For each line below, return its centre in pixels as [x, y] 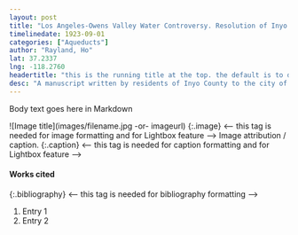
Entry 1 [35, 211]
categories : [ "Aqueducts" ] [59, 42]
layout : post [33, 17]
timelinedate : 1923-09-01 [57, 34]
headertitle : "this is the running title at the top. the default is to [146, 75]
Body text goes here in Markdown [71, 108]
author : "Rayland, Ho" [51, 51]
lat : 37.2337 [33, 59]
